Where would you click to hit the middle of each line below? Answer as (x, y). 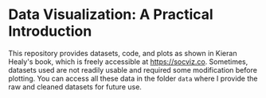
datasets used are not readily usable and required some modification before (133, 70)
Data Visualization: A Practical (111, 15)
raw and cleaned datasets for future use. (75, 87)
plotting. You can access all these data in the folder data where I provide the (133, 78)
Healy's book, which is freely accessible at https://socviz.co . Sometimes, (128, 62)
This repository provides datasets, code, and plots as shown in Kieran (123, 53)
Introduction (50, 31)
